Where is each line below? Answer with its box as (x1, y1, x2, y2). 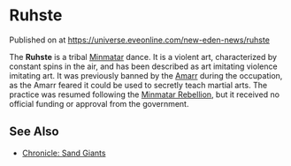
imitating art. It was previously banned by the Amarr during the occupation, (9, 70, 283, 80)
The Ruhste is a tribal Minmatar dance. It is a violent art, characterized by (9, 51, 277, 62)
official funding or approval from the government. (9, 98, 189, 109)
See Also (9, 124, 59, 140)
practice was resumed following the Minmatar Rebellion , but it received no (9, 89, 280, 100)
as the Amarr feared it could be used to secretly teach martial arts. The (9, 79, 268, 90)
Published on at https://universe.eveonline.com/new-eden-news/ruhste (9, 34, 270, 45)
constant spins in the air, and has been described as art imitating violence (9, 61, 278, 72)
